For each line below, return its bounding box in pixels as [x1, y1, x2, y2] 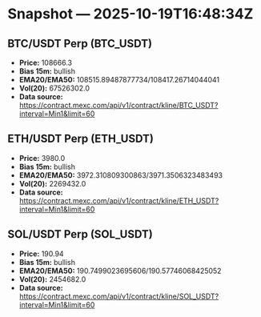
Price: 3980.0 [18, 153, 66, 163]
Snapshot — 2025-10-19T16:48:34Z [7, 5, 254, 23]
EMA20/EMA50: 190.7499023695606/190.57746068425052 [18, 266, 222, 275]
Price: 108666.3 [18, 58, 73, 67]
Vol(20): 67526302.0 [18, 83, 90, 93]
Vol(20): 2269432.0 [18, 179, 86, 188]
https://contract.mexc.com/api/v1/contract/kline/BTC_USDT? [18, 101, 219, 110]
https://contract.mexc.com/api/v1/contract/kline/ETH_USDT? [18, 195, 219, 205]
